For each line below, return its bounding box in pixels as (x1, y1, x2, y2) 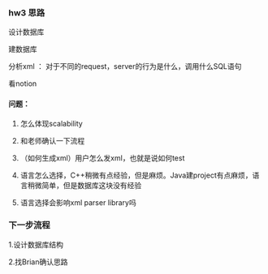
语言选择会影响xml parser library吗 (19, 197, 136, 208)
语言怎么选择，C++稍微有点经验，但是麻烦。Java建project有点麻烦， (19, 170, 253, 180)
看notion (8, 79, 37, 88)
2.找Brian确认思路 (8, 257, 68, 267)
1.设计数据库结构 (8, 239, 63, 249)
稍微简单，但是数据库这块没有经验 (27, 180, 142, 190)
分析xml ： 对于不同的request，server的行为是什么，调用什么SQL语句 (8, 62, 242, 71)
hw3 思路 (8, 6, 45, 18)
